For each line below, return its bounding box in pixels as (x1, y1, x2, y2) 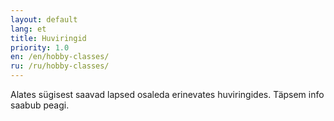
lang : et (10, 24, 47, 34)
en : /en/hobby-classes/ (10, 52, 110, 62)
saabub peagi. (10, 99, 70, 111)
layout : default (10, 14, 78, 25)
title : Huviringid (10, 33, 87, 43)
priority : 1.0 (10, 42, 70, 53)
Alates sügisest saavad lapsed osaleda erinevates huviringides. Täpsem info (10, 89, 325, 100)
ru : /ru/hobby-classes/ (10, 61, 110, 71)
